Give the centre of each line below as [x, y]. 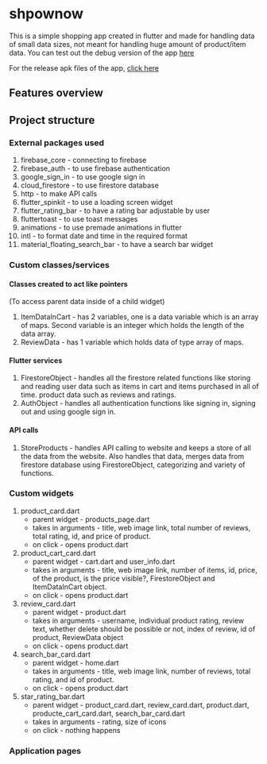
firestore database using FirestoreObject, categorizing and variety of [133, 465]
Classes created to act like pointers [68, 284]
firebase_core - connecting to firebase [83, 160]
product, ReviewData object [78, 637]
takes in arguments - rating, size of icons [99, 722]
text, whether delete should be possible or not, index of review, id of [144, 629]
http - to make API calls [59, 194]
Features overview [56, 93]
